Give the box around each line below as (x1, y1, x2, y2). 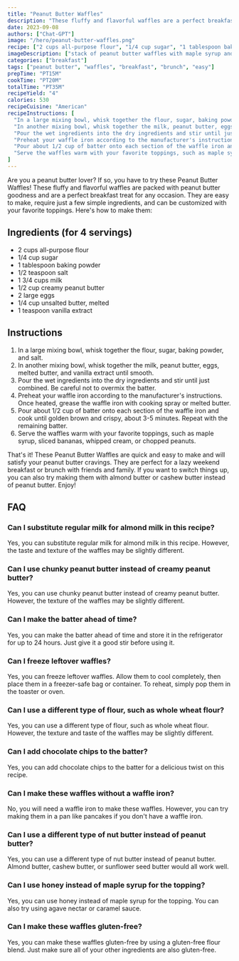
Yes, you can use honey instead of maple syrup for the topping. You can (7, 896, 219, 905)
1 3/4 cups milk (17, 276, 63, 284)
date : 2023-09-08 (7, 24, 59, 31)
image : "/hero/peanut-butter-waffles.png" (7, 37, 135, 44)
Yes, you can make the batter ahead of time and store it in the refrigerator (7, 630, 223, 639)
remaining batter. (17, 421, 68, 430)
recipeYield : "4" (7, 90, 59, 97)
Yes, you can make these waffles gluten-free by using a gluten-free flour (7, 937, 221, 946)
